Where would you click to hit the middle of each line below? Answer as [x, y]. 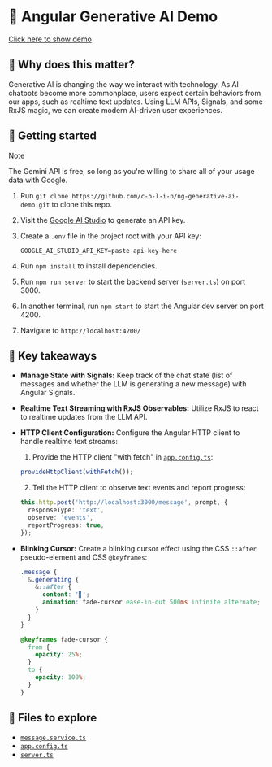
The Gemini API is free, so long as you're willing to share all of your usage [132, 171]
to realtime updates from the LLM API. [84, 417]
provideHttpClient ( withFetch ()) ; [77, 472]
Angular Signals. [47, 393]
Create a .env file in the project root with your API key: [110, 236]
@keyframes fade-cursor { [64, 639]
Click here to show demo [50, 39]
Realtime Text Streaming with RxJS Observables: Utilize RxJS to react [139, 408]
